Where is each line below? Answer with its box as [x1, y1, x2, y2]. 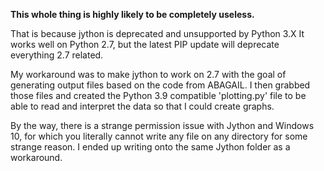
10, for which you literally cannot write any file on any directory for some [10, 130, 308, 142]
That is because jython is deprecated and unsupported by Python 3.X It [10, 28, 305, 39]
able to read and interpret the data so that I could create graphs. [10, 100, 275, 112]
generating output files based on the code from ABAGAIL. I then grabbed [10, 79, 311, 91]
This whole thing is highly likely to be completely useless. [10, 9, 255, 20]
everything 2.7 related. [10, 49, 104, 61]
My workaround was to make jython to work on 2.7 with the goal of [10, 69, 287, 80]
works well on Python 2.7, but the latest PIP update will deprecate [10, 39, 280, 50]
